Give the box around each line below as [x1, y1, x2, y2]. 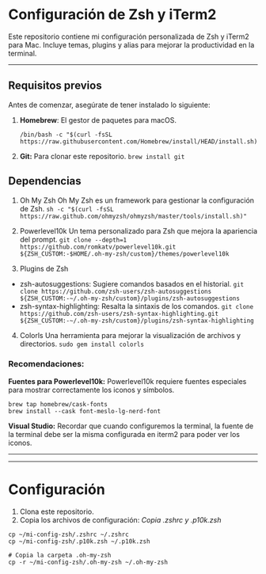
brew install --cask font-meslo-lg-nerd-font [8, 407, 161, 415]
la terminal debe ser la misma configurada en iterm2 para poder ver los [8, 429, 240, 439]
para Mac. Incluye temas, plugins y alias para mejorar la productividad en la [8, 40, 255, 49]
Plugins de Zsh [19, 264, 69, 273]
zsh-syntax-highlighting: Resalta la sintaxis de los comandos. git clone [19, 301, 254, 310]
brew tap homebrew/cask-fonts [8, 400, 108, 409]
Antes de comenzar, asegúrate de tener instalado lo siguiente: [8, 100, 211, 109]
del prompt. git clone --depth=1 [19, 234, 127, 244]
